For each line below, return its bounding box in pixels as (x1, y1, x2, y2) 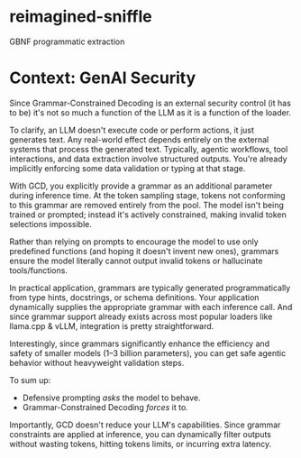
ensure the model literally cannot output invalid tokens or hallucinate (9, 255, 263, 266)
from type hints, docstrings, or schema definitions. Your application (9, 291, 260, 303)
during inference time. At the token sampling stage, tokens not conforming (9, 189, 286, 200)
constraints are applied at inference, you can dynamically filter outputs (9, 428, 272, 439)
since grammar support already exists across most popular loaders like (9, 311, 273, 322)
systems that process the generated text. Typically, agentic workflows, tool (9, 143, 288, 154)
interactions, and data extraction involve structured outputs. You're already (9, 153, 287, 164)
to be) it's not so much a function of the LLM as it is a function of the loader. (9, 106, 291, 118)
